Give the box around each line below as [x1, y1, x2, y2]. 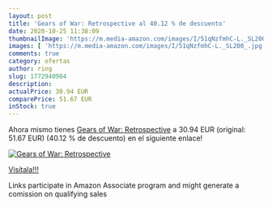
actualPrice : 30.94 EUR [8, 87, 89, 96]
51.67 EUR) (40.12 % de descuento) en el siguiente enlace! [8, 133, 203, 143]
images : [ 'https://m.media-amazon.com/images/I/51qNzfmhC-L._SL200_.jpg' [8, 42, 266, 50]
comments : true [8, 50, 60, 58]
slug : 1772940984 [8, 72, 67, 80]
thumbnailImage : [8, 34, 63, 43]
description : [8, 80, 53, 88]
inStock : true [8, 102, 57, 110]
